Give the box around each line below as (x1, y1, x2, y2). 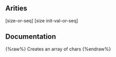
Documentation (5, 33, 56, 41)
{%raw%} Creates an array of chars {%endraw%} (5, 46, 111, 52)
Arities (5, 4, 27, 13)
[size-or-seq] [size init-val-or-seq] (5, 17, 79, 23)
